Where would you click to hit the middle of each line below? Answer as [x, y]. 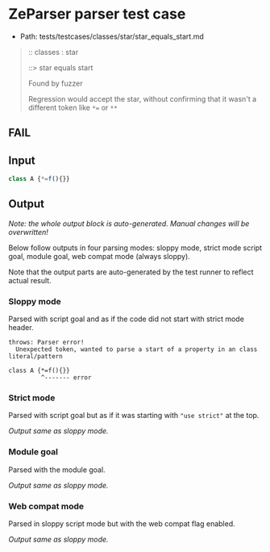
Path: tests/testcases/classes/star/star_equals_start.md [112, 36]
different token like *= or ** [73, 107]
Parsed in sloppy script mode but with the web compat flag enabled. [122, 524]
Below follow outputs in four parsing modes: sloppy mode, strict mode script [135, 248]
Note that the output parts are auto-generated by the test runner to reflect [131, 272]
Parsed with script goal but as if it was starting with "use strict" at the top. [134, 416]
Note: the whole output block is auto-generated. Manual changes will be [129, 224]
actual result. [30, 280]
